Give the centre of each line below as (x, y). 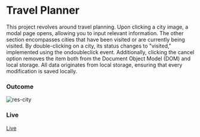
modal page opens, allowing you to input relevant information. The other (95, 33)
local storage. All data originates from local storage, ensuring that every (94, 65)
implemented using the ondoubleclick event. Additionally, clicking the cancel (100, 52)
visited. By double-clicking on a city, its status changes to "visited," (89, 46)
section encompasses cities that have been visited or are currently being (96, 39)
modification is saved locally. (42, 71)
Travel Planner (43, 10)
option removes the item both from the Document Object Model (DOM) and (99, 58)
